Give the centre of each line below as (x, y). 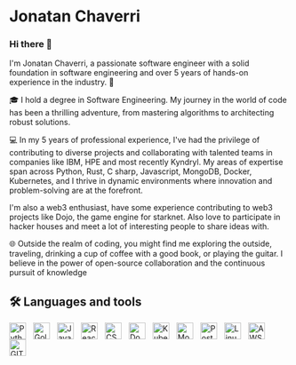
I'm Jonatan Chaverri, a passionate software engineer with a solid (129, 63)
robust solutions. (40, 123)
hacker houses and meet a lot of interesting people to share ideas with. (139, 226)
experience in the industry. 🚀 (62, 83)
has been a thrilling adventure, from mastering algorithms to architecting (142, 113)
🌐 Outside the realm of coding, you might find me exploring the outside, (141, 244)
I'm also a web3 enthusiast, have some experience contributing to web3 (141, 208)
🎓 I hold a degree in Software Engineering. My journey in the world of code (148, 100)
